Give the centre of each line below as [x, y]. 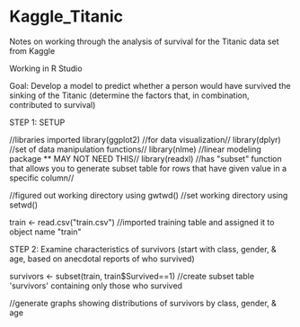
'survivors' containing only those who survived [96, 286]
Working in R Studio [46, 68]
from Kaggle [32, 50]
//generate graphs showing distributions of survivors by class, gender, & [143, 303]
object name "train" [45, 232]
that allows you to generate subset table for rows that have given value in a [148, 168]
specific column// [42, 178]
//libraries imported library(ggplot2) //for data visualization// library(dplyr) [145, 139]
